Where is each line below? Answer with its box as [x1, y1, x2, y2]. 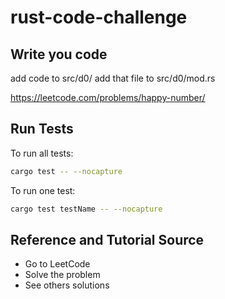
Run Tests [10, 121, 74, 138]
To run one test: [10, 184, 76, 196]
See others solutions [24, 279, 110, 291]
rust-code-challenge [10, 6, 188, 29]
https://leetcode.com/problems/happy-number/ [10, 92, 206, 103]
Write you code [10, 46, 108, 63]
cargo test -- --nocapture [10, 166, 123, 176]
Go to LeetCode [24, 258, 91, 270]
